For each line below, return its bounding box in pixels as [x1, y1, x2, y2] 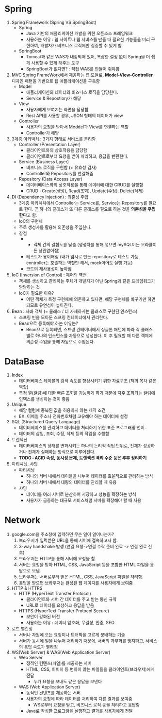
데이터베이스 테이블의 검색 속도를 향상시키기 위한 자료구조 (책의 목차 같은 [18, 378, 157, 384]
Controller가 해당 [26, 130, 59, 135]
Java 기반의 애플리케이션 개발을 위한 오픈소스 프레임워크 [26, 30, 133, 36]
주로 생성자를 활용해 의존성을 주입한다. [18, 224, 92, 230]
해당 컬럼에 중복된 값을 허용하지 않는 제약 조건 [18, 407, 106, 413]
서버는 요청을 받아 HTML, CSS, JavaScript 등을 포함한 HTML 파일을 [18, 562, 149, 568]
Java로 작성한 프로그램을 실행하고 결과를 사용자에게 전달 [26, 708, 133, 714]
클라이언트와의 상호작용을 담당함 [26, 147, 88, 153]
